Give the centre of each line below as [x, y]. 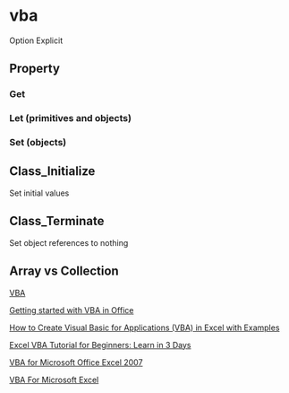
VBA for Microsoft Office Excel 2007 [76, 362]
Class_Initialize [52, 171]
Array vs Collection [64, 271]
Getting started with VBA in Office [72, 310]
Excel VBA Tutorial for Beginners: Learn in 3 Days [100, 345]
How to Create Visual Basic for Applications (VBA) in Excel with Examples [144, 327]
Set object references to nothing [69, 242]
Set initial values [39, 193]
